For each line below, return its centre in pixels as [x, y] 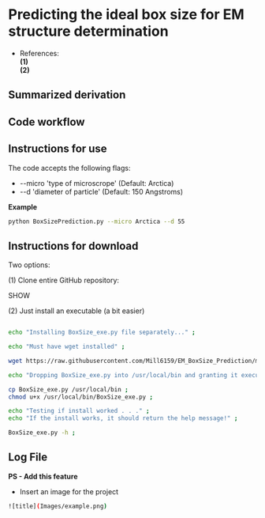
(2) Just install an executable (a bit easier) [77, 311]
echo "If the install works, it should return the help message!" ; [123, 418]
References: [39, 53]
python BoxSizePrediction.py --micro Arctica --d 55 [97, 221]
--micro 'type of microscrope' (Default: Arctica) [97, 183]
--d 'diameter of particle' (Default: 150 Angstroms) [101, 191]
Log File [28, 458]
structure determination [88, 31]
